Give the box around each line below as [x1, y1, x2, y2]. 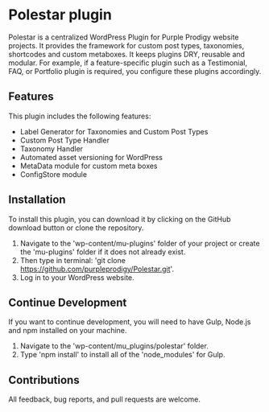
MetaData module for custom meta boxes [19, 161, 159, 171]
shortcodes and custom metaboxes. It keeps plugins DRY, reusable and [8, 49, 246, 59]
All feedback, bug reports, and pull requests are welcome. [8, 394, 201, 404]
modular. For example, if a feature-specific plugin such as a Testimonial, [8, 58, 248, 68]
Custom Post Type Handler [19, 135, 110, 145]
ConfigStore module [19, 169, 87, 179]
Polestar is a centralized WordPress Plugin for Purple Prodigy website [8, 32, 239, 42]
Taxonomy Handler [19, 143, 83, 154]
